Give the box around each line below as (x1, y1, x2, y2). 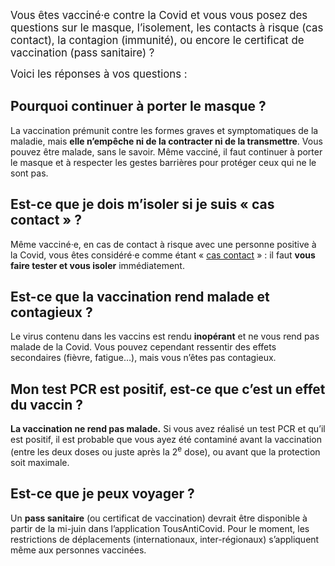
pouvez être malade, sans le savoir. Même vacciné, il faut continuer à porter (10, 145, 323, 158)
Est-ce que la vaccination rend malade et (10, 289, 270, 306)
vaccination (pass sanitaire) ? (10, 46, 155, 59)
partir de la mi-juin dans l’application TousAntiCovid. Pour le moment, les (10, 522, 310, 534)
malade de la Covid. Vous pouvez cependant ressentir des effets (10, 341, 277, 353)
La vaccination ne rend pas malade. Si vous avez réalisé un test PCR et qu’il (10, 423, 326, 435)
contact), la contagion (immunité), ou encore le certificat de (10, 34, 305, 47)
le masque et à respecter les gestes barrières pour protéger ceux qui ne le (10, 156, 317, 168)
